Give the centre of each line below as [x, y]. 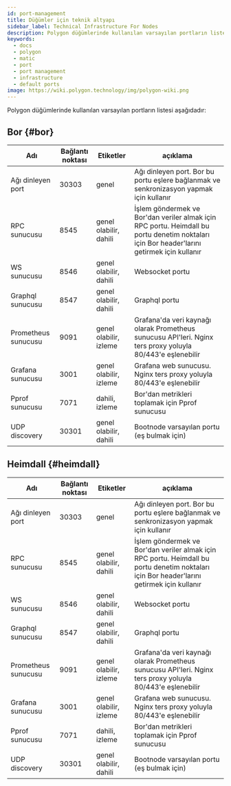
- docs [23, 46]
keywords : [21, 39]
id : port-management [37, 13]
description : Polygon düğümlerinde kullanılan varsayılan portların [107, 33]
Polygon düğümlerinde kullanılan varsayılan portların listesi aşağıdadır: [107, 110]
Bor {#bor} [31, 132]
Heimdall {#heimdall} [54, 464]
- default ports [36, 84]
